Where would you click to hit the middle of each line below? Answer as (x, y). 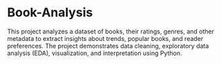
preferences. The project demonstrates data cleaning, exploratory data (108, 46)
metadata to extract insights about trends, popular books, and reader (105, 38)
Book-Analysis (50, 13)
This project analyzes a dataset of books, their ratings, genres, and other (111, 31)
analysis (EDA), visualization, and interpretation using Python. (95, 53)
